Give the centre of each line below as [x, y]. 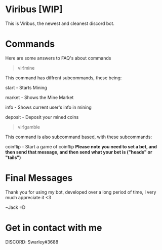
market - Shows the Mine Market [39, 97]
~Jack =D [15, 207]
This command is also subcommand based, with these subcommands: [79, 137]
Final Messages [39, 178]
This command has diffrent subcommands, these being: [64, 78]
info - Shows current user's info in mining [49, 107]
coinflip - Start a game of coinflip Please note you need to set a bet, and [81, 146]
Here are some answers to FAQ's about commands [58, 58]
